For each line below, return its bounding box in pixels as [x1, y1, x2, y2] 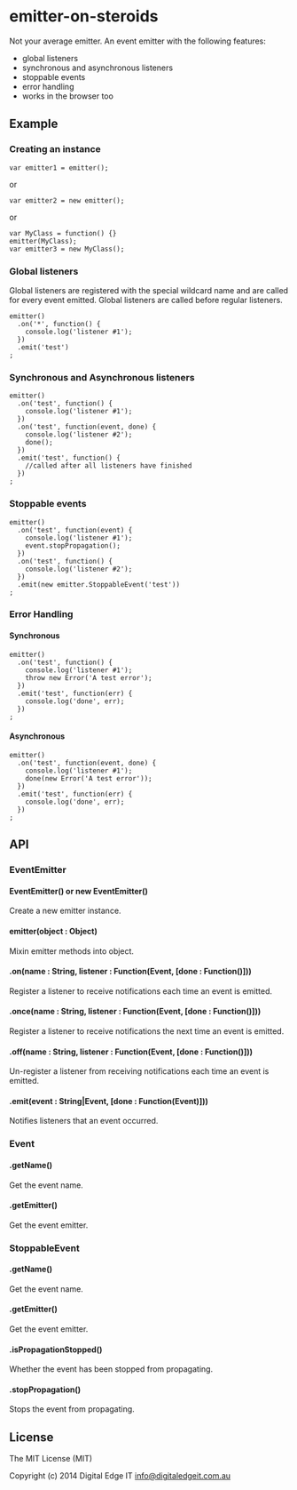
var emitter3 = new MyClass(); [9, 244, 125, 253]
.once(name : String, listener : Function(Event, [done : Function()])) [9, 1006, 262, 1017]
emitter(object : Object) [9, 925, 98, 936]
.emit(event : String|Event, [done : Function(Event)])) [9, 1095, 208, 1106]
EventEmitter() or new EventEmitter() [9, 885, 148, 896]
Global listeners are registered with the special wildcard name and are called [9, 284, 289, 295]
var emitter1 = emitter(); [9, 163, 109, 172]
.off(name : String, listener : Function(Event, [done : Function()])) [9, 1046, 253, 1057]
